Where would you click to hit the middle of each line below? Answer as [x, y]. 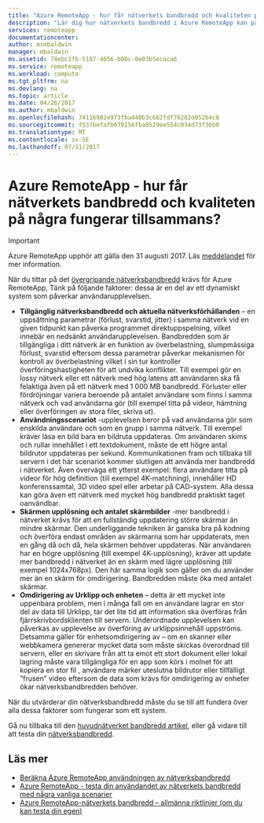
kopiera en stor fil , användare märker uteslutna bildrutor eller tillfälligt [132, 670]
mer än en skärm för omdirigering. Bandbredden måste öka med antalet [136, 579]
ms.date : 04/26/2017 [42, 103]
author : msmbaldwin [40, 45]
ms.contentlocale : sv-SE [49, 139]
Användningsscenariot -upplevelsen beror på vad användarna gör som [136, 420]
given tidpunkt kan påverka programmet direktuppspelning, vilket [125, 328]
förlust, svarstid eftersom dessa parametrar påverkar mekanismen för [132, 353]
